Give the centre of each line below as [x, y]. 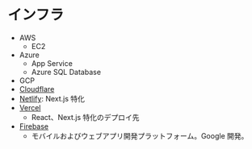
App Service [52, 63]
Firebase [34, 126]
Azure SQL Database [66, 72]
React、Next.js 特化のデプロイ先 [85, 117]
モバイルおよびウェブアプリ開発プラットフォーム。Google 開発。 [140, 135]
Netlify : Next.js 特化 [52, 98]
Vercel [30, 107]
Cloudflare [37, 89]
